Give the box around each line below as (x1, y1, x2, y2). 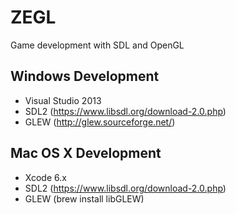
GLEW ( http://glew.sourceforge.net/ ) (24, 116, 176, 128)
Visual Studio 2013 (24, 94, 102, 106)
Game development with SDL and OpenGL (10, 39, 185, 51)
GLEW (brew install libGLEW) (24, 192, 145, 205)
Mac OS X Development (10, 145, 162, 162)
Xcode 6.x (24, 171, 67, 183)
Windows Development (10, 68, 160, 85)
